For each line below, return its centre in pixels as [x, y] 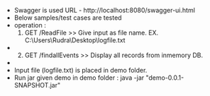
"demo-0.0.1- [165, 78]
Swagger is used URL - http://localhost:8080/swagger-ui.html [104, 10]
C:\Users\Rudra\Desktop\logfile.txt [75, 40]
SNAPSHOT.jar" [37, 85]
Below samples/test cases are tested [68, 18]
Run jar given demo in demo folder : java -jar [79, 78]
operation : [30, 25]
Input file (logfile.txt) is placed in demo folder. [81, 70]
